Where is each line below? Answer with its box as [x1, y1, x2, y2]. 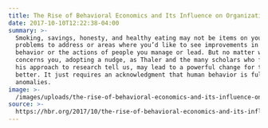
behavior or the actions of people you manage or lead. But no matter [15, 48, 255, 56]
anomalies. [15, 78, 52, 86]
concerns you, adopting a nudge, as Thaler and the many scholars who [15, 56, 255, 64]
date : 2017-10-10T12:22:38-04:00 [8, 19, 120, 27]
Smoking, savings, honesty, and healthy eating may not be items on [15, 33, 248, 42]
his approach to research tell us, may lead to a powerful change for [15, 64, 255, 72]
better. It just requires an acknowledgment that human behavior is [15, 71, 248, 79]
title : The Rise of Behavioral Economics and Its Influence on [8, 11, 223, 20]
